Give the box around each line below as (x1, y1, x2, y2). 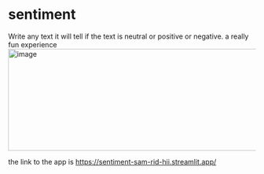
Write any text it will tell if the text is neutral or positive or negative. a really (8, 31, 249, 41)
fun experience (8, 39, 57, 49)
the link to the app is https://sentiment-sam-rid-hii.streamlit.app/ (8, 157, 217, 166)
